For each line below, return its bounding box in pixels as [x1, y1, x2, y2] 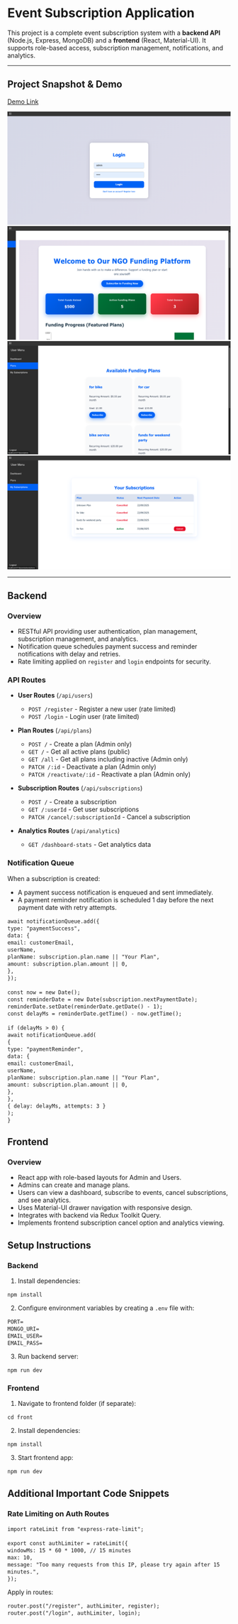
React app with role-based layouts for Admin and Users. [17, 1174, 182, 1182]
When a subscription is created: [7, 874, 101, 882]
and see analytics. [17, 1196, 72, 1205]
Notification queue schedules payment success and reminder [17, 642, 198, 651]
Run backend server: [17, 1352, 79, 1361]
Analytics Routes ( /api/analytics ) [17, 826, 120, 835]
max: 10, [7, 1554, 33, 1561]
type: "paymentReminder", [7, 1046, 84, 1053]
